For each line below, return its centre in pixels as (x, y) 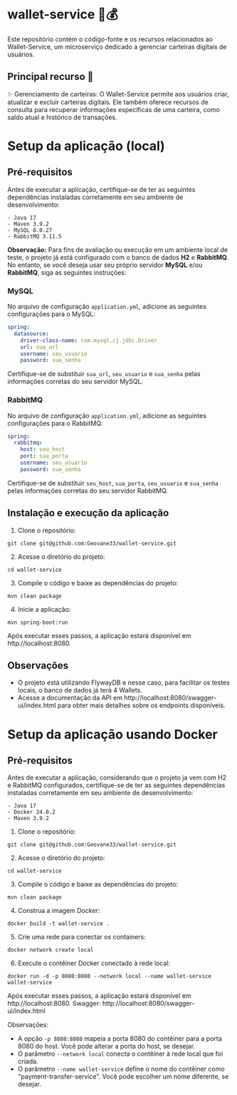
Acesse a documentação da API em (70, 698)
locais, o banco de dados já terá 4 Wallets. (80, 690)
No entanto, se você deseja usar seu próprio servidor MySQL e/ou (105, 265)
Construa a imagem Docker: (59, 911)
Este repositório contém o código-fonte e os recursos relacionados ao (110, 39)
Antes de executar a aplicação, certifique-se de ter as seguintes (101, 189)
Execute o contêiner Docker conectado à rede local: (94, 963)
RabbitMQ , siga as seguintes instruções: (67, 272)
